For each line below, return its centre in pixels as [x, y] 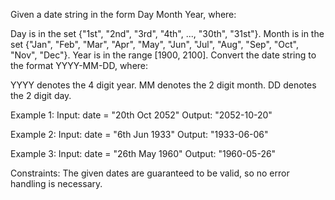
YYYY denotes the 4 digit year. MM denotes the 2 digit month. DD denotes [163, 85]
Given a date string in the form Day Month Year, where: [123, 14]
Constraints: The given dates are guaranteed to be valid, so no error [150, 173]
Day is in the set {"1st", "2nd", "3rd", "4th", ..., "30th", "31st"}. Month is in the [167, 33]
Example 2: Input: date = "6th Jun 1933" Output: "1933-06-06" [139, 134]
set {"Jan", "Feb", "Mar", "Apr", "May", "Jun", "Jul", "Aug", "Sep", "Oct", [154, 44]
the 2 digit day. [41, 95]
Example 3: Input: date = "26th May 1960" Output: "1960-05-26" [143, 153]
